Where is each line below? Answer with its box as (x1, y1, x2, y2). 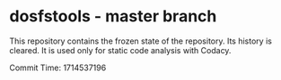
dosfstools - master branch (9, 6, 217, 27)
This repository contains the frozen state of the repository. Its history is (9, 36, 272, 46)
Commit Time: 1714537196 (9, 62, 107, 73)
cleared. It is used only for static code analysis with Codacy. (9, 44, 232, 55)
